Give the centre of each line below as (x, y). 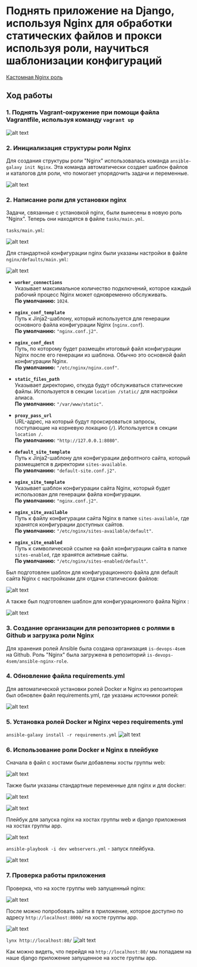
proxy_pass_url (33, 416)
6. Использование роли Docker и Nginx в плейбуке (82, 750)
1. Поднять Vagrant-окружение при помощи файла (83, 112)
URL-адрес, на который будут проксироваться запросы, (85, 421)
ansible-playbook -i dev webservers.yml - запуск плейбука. (81, 849)
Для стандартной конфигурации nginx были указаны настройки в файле (97, 253)
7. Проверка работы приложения (56, 875)
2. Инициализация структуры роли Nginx (69, 148)
